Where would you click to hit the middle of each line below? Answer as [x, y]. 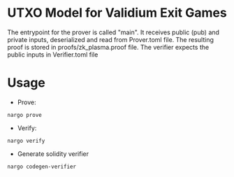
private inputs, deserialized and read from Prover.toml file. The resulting [111, 39]
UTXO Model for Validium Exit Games [117, 13]
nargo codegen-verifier [42, 167]
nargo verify [26, 141]
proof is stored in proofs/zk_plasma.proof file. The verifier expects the [108, 47]
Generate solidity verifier [53, 154]
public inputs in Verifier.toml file [53, 55]
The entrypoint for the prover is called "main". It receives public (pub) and [114, 32]
